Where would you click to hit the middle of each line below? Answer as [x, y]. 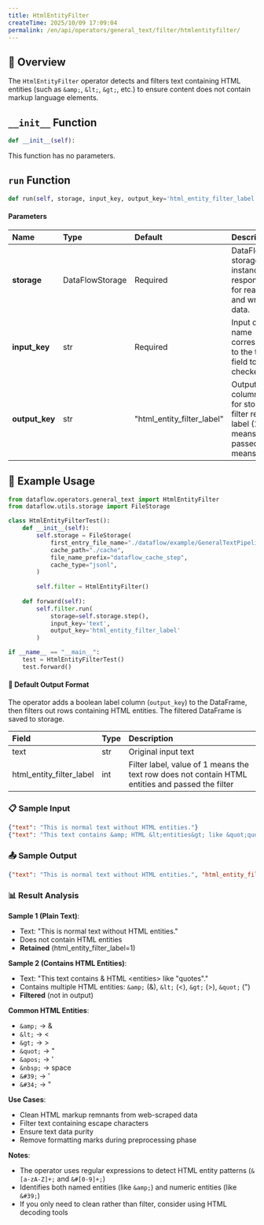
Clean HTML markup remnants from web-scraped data [108, 1115]
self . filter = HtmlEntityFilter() [93, 587]
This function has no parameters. [62, 155]
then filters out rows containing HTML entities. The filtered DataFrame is [125, 711]
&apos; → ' [37, 1059]
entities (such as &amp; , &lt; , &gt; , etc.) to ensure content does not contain [130, 89]
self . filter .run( [64, 609]
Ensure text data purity [57, 1131]
